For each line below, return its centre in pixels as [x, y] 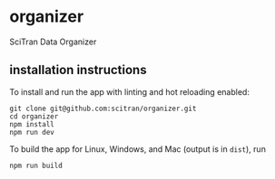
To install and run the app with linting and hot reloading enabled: [129, 91]
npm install [32, 124]
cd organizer [34, 116]
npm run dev [32, 132]
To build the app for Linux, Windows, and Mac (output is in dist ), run [137, 149]
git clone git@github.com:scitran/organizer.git [103, 108]
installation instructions [78, 70]
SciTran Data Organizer [53, 42]
